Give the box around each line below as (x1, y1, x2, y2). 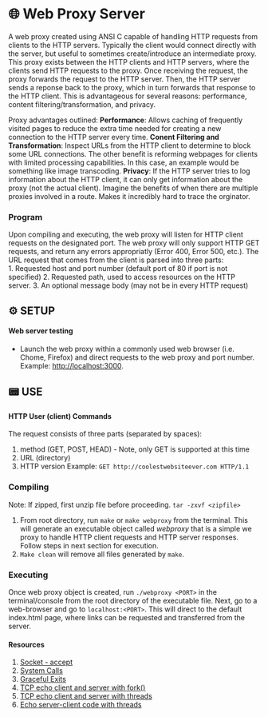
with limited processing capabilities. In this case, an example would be (8, 157, 239, 167)
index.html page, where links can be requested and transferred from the (8, 613, 246, 623)
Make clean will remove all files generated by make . (19, 549, 185, 559)
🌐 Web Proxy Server (8, 5, 146, 23)
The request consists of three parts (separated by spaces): (8, 429, 202, 439)
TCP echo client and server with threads (19, 691, 153, 701)
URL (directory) (19, 453, 71, 463)
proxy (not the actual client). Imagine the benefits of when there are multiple (8, 183, 258, 193)
